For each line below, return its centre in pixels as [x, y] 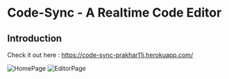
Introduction [35, 38]
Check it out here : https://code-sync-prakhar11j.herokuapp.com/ [100, 55]
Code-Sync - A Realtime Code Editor [114, 13]
